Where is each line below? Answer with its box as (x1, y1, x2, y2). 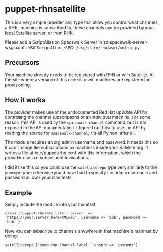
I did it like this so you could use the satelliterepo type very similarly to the (5, 164, 157, 170)
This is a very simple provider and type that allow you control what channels (5, 19, 158, 25)
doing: (5, 233, 18, 239)
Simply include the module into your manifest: (5, 201, 97, 208)
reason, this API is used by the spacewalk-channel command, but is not (5, 119, 146, 125)
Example (5, 189, 32, 197)
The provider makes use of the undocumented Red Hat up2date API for (5, 109, 148, 115)
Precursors (5, 58, 40, 67)
